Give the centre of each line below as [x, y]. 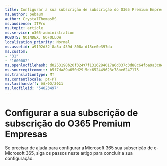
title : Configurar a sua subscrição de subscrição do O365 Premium [77, 10]
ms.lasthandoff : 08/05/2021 [34, 83]
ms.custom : [16, 51]
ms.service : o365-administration [40, 33]
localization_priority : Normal [38, 42]
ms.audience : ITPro [25, 24]
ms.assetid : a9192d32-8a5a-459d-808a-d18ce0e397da [59, 47]
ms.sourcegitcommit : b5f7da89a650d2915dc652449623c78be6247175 [72, 70]
